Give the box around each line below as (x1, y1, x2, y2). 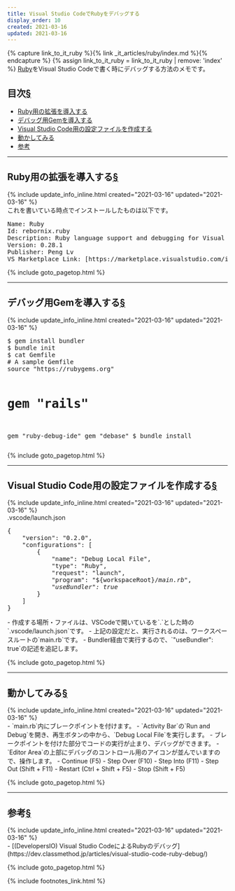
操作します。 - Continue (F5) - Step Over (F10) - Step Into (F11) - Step (19, 757, 219, 766)
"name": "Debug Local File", (51, 555, 152, 563)
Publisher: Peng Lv (7, 248, 74, 256)
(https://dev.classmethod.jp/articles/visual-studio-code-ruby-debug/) (7, 850, 208, 858)
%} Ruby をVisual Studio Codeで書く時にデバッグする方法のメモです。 (7, 64, 210, 74)
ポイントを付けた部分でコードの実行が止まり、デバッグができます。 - (19, 740, 220, 748)
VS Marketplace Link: (7, 255, 82, 263)
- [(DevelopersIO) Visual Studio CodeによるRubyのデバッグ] (7, 842, 180, 850)
